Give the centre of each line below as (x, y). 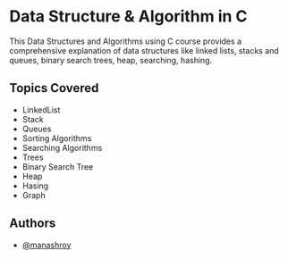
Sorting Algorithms (57, 138)
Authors (33, 224)
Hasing (35, 186)
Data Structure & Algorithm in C (128, 17)
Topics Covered (54, 88)
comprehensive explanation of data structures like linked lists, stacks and (144, 50)
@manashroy (47, 245)
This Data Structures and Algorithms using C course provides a (126, 41)
